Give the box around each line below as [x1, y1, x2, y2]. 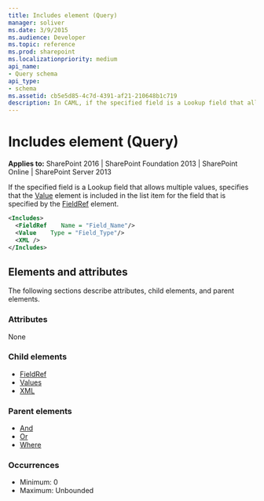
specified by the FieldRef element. [8, 199, 119, 209]
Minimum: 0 [19, 477, 59, 487]
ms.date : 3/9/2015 [8, 26, 68, 34]
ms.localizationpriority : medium [8, 56, 118, 64]
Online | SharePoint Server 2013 [8, 167, 112, 177]
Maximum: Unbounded [19, 486, 94, 496]
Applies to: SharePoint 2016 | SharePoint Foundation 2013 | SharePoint [8, 159, 238, 169]
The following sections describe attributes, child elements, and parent [8, 286, 234, 295]
